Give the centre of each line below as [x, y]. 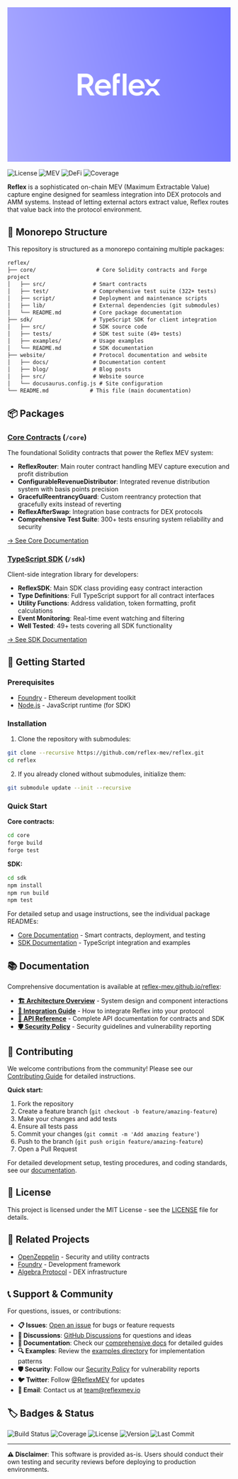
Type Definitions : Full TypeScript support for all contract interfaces [116, 596]
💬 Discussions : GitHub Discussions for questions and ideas [104, 1336]
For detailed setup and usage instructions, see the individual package [109, 914]
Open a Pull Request [47, 1149]
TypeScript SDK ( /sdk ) [46, 559]
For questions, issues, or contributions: [64, 1311]
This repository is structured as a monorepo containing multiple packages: [116, 249]
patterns [30, 1361]
